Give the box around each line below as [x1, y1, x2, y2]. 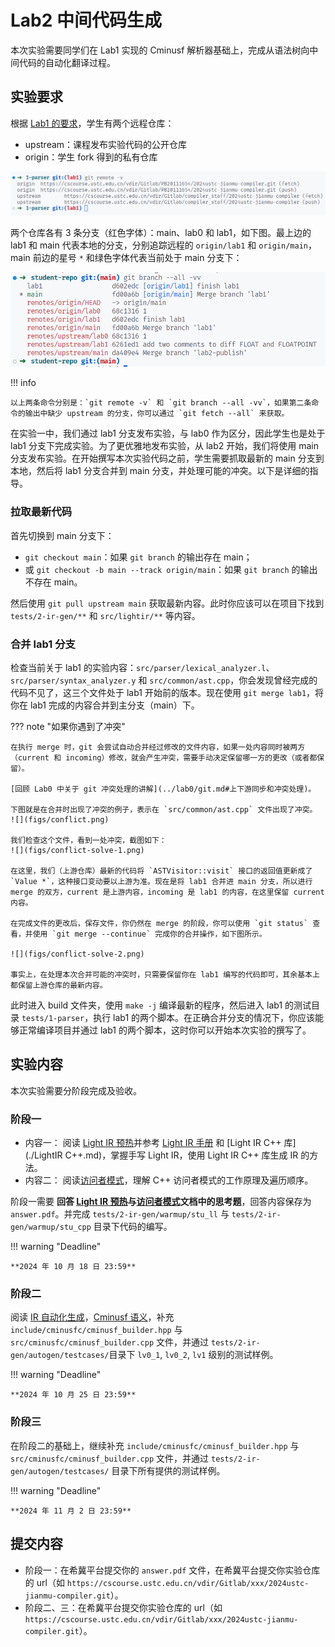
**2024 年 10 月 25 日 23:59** [10, 1390, 137, 1400]
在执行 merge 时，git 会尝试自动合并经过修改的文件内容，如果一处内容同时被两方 [10, 742, 306, 753]
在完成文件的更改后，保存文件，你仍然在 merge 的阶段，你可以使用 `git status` [10, 919, 309, 929]
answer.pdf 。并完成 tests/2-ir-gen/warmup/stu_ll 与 [10, 1208, 230, 1220]
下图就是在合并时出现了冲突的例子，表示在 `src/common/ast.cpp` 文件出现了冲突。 [10, 805, 318, 815]
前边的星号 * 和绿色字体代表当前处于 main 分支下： [32, 252, 243, 264]
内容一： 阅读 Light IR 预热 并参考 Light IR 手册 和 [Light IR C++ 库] [24, 1137, 297, 1149]
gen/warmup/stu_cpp [10, 1222, 92, 1233]
